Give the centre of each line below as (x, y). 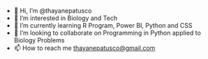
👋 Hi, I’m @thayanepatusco (53, 11)
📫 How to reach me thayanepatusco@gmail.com (84, 48)
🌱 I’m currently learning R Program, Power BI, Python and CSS (103, 25)
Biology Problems (39, 40)
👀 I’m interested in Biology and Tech (65, 18)
